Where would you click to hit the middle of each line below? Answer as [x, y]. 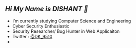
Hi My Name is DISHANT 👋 [47, 9]
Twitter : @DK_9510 [32, 36]
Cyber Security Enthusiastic [41, 26]
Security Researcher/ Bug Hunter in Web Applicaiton [66, 31]
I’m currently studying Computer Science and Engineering [72, 21]
